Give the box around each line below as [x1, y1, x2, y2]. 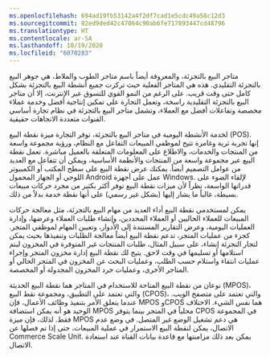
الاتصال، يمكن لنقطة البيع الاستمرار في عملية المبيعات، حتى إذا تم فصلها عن [9, 323, 234, 332]
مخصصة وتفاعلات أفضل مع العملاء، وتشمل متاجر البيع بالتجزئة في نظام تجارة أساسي [9, 105, 262, 115]
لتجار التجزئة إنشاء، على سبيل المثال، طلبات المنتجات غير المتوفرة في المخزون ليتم [9, 239, 258, 248]
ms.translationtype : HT [9, 27, 89, 35]
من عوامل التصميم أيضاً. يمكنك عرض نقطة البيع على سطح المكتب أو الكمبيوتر [9, 164, 241, 173]
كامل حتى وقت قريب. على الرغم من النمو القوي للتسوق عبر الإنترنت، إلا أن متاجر [9, 88, 252, 97]
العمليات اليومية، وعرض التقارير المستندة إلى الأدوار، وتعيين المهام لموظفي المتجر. [9, 222, 256, 232]
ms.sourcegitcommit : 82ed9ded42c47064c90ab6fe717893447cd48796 [9, 19, 226, 27]
